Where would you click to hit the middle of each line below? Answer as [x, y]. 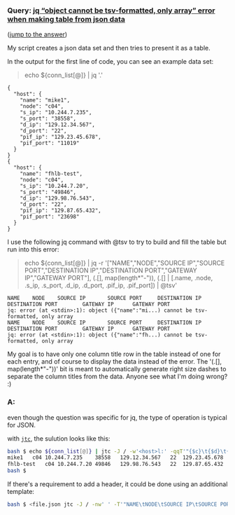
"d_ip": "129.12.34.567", [58, 125]
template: [21, 492]
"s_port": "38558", [48, 119]
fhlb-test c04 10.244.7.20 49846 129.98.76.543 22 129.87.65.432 [115, 465]
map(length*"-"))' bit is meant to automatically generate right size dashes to [117, 369]
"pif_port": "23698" [50, 217]
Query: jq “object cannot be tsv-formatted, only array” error [111, 11]
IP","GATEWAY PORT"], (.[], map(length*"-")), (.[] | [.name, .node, [119, 278]
